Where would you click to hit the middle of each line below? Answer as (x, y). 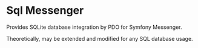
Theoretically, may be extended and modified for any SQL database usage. (100, 38)
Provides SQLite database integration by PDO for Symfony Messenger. (94, 27)
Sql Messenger (45, 10)
